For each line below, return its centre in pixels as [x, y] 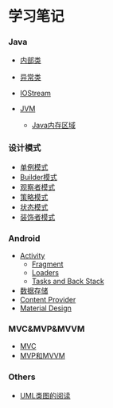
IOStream [35, 94]
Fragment [47, 264]
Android [24, 238]
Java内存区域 [53, 126]
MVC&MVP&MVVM [47, 329]
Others [22, 377]
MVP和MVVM [42, 356]
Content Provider [48, 300]
